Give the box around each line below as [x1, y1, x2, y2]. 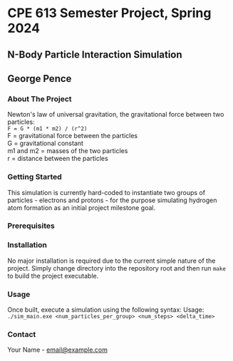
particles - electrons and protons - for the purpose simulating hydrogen [7, 196, 217, 204]
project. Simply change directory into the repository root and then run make [7, 263, 227, 272]
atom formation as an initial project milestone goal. [7, 203, 156, 211]
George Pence [7, 73, 72, 85]
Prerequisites [7, 221, 55, 231]
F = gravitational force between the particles [7, 132, 138, 140]
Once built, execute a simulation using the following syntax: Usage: [7, 305, 204, 314]
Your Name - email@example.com [7, 345, 108, 354]
